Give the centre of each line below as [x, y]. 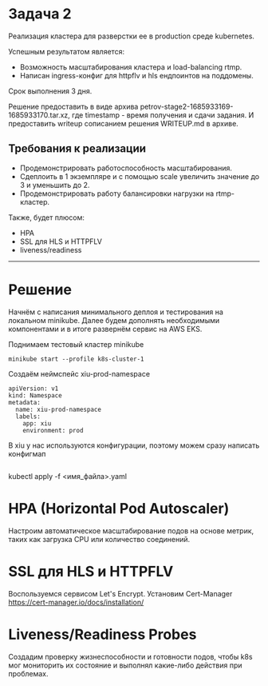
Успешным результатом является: [67, 51]
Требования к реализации [77, 149]
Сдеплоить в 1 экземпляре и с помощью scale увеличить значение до [140, 176]
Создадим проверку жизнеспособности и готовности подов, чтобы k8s [130, 656]
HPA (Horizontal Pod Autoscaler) [119, 508]
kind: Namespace [35, 395]
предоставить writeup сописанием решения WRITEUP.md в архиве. [124, 123]
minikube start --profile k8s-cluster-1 [77, 359]
